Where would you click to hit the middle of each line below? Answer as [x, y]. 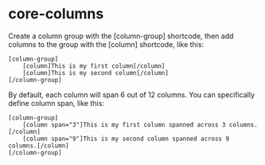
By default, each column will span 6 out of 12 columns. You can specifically [132, 94]
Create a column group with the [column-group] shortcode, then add [121, 36]
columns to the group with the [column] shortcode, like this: [106, 44]
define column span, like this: [57, 103]
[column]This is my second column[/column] [96, 73]
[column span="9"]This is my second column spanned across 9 [126, 139]
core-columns [56, 14]
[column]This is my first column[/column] [94, 66]
